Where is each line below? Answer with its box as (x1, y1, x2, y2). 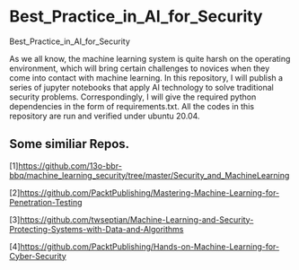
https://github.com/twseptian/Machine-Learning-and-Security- (19, 213, 254, 225)
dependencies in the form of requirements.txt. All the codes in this (9, 100, 254, 111)
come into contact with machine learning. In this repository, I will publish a (9, 72, 284, 83)
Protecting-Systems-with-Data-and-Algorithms (9, 223, 184, 234)
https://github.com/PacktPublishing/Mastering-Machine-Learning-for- (19, 187, 280, 198)
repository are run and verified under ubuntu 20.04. (9, 110, 200, 121)
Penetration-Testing (9, 196, 83, 207)
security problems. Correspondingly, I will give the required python (9, 91, 257, 102)
